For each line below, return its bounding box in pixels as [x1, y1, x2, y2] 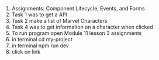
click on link [11, 48, 41, 55]
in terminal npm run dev [11, 42, 69, 49]
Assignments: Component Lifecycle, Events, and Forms [11, 5, 145, 12]
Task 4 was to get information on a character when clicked [11, 23, 153, 30]
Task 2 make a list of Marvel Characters [11, 17, 108, 24]
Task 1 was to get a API [11, 11, 68, 18]
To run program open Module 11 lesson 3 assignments [11, 30, 142, 37]
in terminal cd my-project [11, 36, 73, 43]
